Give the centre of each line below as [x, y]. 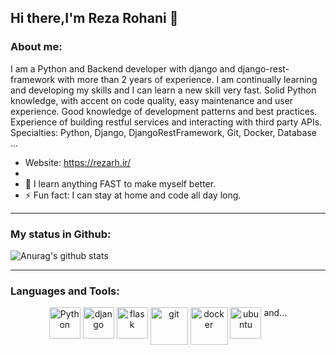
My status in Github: [61, 234]
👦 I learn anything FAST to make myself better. [120, 183]
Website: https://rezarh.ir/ [78, 162]
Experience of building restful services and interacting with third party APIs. [166, 122]
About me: [36, 47]
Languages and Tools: [65, 291]
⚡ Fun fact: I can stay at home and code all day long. [133, 195]
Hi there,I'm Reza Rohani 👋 [94, 18]
